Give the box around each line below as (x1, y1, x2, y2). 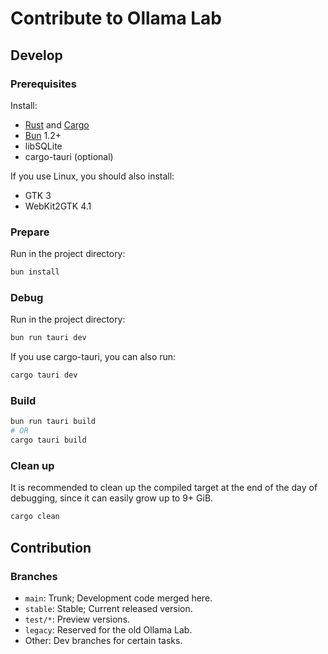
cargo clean (10, 512, 60, 522)
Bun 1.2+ (24, 129, 62, 141)
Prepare (10, 225, 50, 239)
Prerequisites (10, 77, 77, 91)
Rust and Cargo (24, 118, 90, 131)
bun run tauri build (10, 417, 97, 427)
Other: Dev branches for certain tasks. (24, 634, 183, 646)
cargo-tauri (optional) (24, 150, 114, 162)
